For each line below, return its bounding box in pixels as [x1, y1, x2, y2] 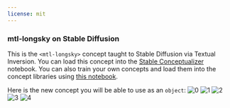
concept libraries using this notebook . [7, 72, 119, 80]
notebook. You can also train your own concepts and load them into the [7, 64, 217, 73]
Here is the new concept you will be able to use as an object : [7, 85, 187, 94]
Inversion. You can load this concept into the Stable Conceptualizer [7, 57, 204, 66]
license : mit [7, 10, 46, 18]
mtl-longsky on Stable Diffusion [7, 33, 119, 43]
